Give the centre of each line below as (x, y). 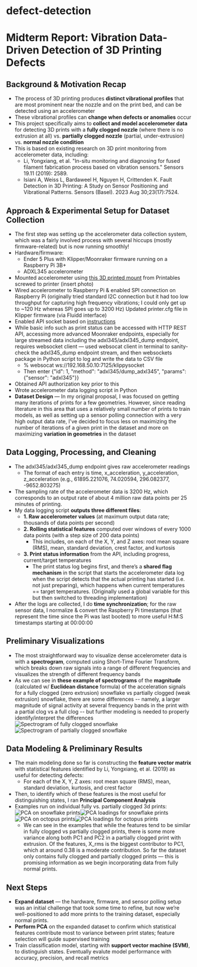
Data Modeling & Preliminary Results (74, 749)
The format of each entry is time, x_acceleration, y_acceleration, (101, 473)
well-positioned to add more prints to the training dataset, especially (97, 914)
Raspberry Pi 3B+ (45, 265)
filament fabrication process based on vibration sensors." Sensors (103, 167)
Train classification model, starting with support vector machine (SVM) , (102, 945)
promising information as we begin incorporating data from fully (101, 863)
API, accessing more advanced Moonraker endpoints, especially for (97, 334)
